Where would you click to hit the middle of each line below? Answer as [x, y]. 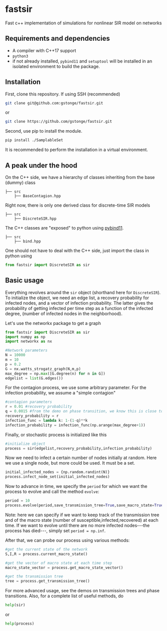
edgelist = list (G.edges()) [34, 378]
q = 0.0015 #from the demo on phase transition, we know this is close [81, 411]
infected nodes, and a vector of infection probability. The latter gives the [79, 303]
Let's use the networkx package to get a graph [53, 323]
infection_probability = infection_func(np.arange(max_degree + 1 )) [75, 425]
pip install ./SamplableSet [34, 140]
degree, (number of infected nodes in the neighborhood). [64, 314]
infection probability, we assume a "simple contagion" [60, 393]
